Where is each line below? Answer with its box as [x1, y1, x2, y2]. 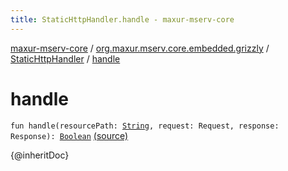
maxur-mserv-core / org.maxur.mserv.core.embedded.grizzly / [10, 42, 270, 54]
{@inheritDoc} [10, 149, 70, 161]
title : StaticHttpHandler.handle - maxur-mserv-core [10, 14, 235, 25]
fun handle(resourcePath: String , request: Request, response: [10, 121, 280, 131]
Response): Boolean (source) [10, 129, 129, 141]
